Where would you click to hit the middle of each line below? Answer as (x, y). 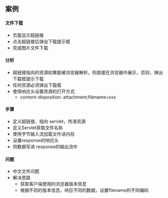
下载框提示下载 (28, 79)
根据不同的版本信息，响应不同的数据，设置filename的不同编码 (84, 190)
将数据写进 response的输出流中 (45, 146)
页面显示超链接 (28, 35)
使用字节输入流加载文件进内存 (43, 134)
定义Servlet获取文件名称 (38, 128)
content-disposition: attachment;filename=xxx (68, 97)
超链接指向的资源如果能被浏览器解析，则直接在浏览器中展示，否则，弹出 (88, 72)
